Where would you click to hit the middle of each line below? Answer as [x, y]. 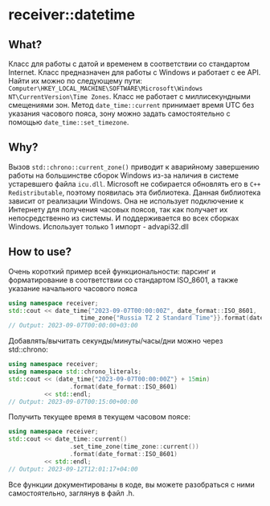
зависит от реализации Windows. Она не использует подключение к [126, 201]
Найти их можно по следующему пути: [76, 81]
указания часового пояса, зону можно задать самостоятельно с [119, 113]
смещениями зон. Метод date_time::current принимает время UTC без [131, 105]
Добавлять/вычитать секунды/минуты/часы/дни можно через [116, 341]
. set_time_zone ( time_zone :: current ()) [134, 447]
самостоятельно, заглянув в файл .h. [72, 493]
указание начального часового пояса [73, 288]
